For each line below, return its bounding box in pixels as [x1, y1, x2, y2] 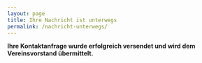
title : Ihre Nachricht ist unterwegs [7, 17, 117, 24]
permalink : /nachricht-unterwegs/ [7, 23, 108, 30]
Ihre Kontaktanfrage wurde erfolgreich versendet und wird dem [7, 42, 196, 51]
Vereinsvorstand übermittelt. [7, 49, 94, 57]
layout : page [7, 10, 45, 17]
